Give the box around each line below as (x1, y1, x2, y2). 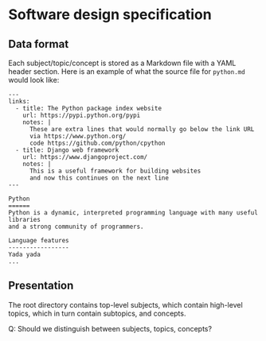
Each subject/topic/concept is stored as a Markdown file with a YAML (8, 58, 237, 68)
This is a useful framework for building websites (29, 167, 201, 175)
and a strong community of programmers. (8, 223, 145, 231)
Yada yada (8, 250, 41, 258)
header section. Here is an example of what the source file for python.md (8, 67, 245, 76)
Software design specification (8, 6, 213, 24)
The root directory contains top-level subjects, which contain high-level (8, 300, 243, 309)
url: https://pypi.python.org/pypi (22, 111, 141, 119)
